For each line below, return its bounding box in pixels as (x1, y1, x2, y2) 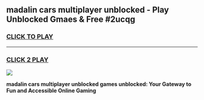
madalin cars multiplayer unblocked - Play (6, 5, 169, 15)
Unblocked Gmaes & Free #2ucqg (6, 15, 135, 25)
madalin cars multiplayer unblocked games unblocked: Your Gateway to (6, 80, 192, 87)
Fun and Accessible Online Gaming (6, 87, 97, 94)
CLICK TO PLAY (6, 33, 53, 41)
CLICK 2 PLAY (6, 55, 49, 64)
